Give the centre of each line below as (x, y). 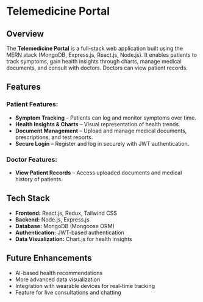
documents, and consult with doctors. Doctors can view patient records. (97, 68)
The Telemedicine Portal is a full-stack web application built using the (95, 48)
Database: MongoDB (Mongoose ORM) (65, 226)
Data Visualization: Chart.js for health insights (73, 239)
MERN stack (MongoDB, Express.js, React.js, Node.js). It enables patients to (101, 55)
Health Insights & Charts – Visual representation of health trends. (98, 124)
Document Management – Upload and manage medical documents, (101, 131)
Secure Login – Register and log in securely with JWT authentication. (102, 143)
